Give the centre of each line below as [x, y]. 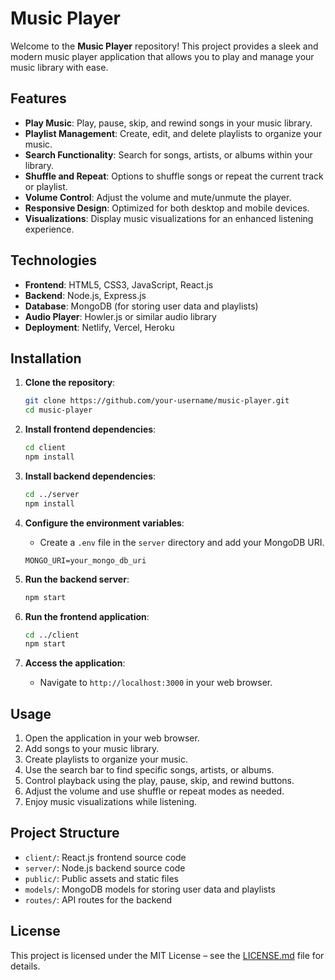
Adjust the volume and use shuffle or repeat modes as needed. [154, 791]
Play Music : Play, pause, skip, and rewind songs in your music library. [168, 123]
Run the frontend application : [87, 616]
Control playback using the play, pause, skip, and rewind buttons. [159, 781]
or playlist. [46, 186]
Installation [46, 358]
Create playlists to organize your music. [106, 759]
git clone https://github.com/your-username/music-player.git [157, 401]
